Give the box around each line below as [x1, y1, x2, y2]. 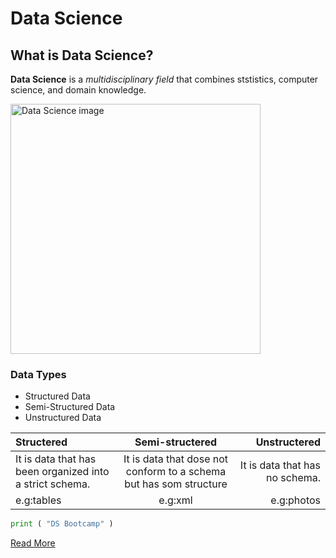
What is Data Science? [10, 47, 154, 64]
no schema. [265, 471, 321, 485]
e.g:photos [270, 493, 321, 507]
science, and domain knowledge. [10, 84, 147, 96]
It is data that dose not [123, 452, 229, 466]
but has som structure [124, 477, 228, 491]
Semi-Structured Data [24, 401, 116, 413]
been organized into [15, 465, 110, 479]
